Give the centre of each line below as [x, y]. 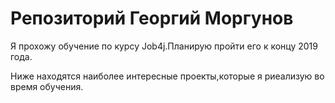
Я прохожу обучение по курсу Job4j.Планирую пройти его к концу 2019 [164, 46]
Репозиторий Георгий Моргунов [152, 18]
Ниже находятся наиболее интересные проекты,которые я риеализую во [167, 76]
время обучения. [47, 86]
